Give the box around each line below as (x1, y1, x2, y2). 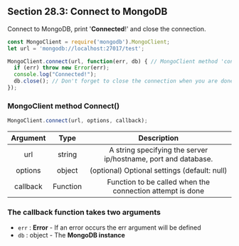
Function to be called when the (107, 177, 211, 187)
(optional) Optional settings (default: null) (90, 166, 228, 176)
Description (138, 133, 179, 143)
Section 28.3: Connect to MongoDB (7, 6, 168, 18)
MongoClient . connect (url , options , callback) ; (7, 117, 148, 124)
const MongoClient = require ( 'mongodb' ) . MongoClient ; (7, 38, 171, 46)
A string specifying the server (109, 145, 208, 155)
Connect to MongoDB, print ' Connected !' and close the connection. (7, 24, 206, 33)
